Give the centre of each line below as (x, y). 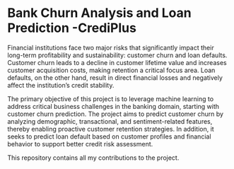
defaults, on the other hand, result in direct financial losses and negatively (115, 77)
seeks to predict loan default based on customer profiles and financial (109, 136)
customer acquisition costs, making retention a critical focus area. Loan (111, 70)
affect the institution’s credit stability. (61, 85)
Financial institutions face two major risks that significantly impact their (111, 47)
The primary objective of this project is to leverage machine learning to (111, 99)
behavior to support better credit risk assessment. (80, 144)
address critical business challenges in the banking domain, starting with (113, 106)
